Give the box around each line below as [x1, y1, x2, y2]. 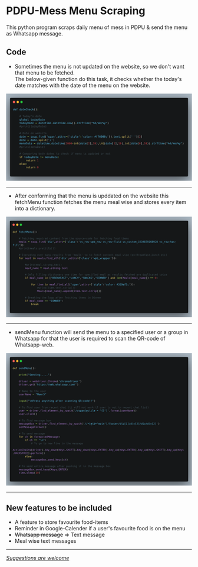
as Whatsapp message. [6, 30, 63, 37]
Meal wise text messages [14, 537, 77, 545]
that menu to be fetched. [14, 69, 75, 76]
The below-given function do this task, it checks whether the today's [14, 75, 182, 82]
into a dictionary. [14, 205, 56, 212]
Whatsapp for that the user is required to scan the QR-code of [14, 335, 166, 342]
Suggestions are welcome [6, 555, 70, 562]
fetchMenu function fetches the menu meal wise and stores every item [14, 199, 187, 206]
